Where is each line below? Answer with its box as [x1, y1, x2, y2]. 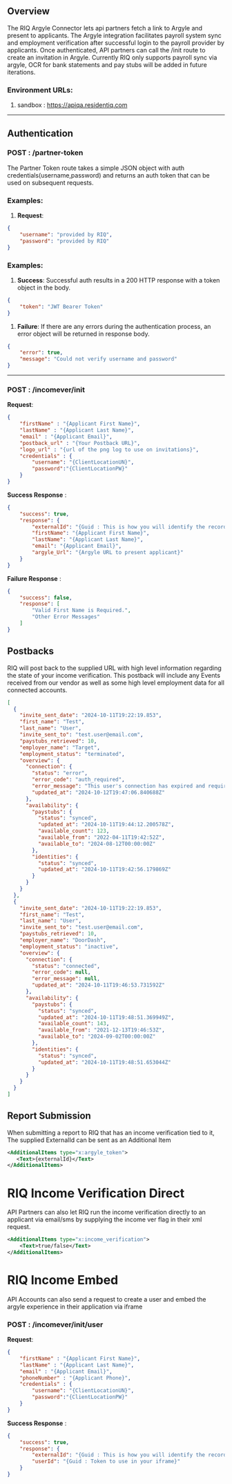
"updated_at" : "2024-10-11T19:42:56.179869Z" [37, 866, 171, 873]
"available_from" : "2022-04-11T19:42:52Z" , [37, 834, 166, 841]
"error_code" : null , [32, 969, 91, 976]
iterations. [7, 68, 36, 76]
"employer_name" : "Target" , [19, 744, 100, 751]
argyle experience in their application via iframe [7, 1302, 143, 1311]
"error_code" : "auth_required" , [32, 777, 126, 783]
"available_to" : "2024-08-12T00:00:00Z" [37, 840, 156, 847]
